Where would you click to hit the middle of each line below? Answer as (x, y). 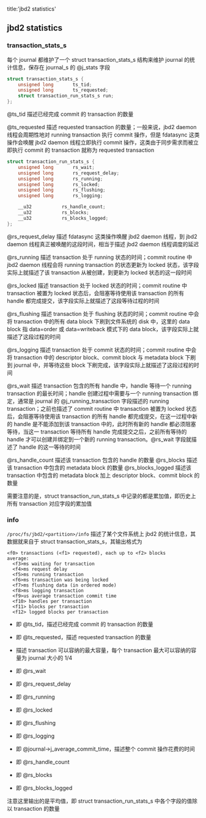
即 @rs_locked (34, 710)
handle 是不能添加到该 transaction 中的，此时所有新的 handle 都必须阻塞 (105, 424)
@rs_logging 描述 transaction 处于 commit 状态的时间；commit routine (96, 350)
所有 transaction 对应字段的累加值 (50, 503)
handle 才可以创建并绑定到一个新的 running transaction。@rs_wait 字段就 (99, 439)
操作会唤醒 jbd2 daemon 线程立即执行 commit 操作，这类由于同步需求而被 (100, 143)
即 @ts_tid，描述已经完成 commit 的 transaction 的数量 (84, 624)
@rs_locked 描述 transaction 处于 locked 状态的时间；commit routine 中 (97, 285)
